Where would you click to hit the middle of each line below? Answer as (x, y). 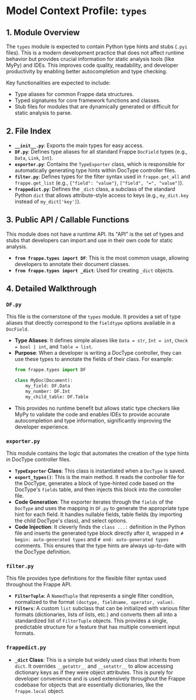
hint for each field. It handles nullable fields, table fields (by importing (99, 514)
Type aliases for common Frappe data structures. (74, 94)
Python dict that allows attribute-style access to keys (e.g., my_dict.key (102, 195)
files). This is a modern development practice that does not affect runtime (95, 53)
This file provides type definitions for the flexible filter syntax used (86, 578)
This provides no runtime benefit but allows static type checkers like (97, 408)
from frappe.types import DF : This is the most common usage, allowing (102, 258)
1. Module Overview (43, 33)
